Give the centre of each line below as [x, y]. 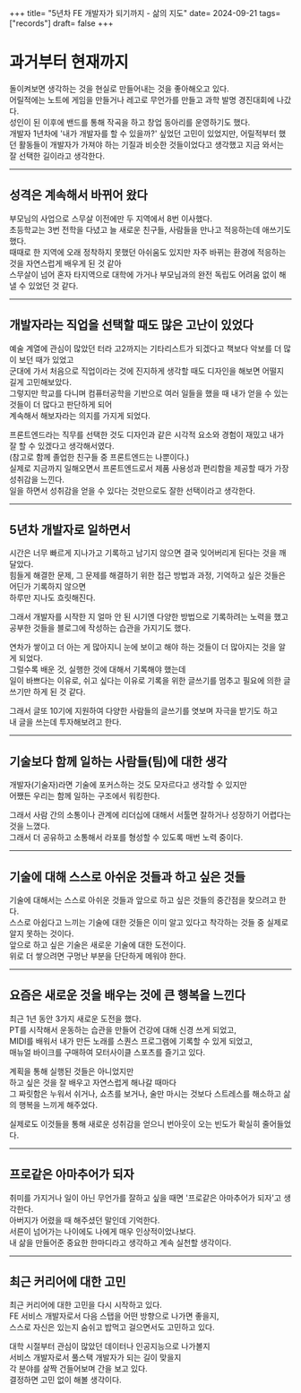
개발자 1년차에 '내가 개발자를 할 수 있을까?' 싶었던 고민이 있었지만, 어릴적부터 [143, 133]
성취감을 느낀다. [37, 479]
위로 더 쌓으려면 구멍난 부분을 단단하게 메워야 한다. [98, 956]
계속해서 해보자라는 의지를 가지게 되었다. [80, 416]
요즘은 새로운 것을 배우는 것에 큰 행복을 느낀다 [128, 996]
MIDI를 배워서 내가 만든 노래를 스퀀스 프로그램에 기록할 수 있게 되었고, [131, 1041]
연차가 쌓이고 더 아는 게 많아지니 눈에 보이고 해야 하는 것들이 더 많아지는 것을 [143, 647]
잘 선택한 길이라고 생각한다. [57, 156]
